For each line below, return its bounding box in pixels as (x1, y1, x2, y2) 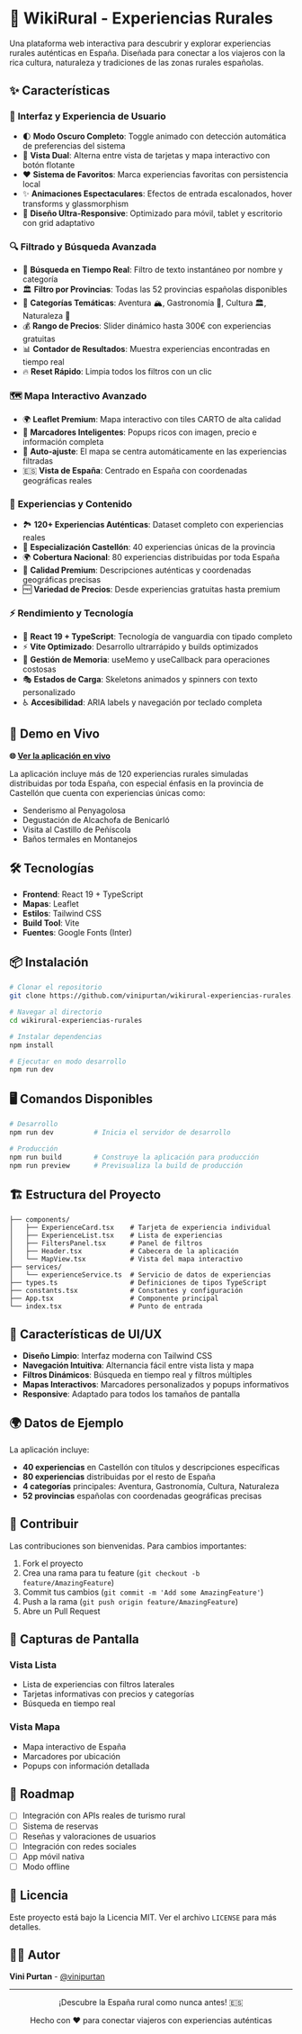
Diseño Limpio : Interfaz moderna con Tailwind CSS (22, 1351, 213, 1361)
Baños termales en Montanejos (22, 833, 138, 845)
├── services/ (9, 1262, 63, 1272)
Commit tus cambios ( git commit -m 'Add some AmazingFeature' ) (22, 1587, 264, 1597)
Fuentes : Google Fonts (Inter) (22, 927, 133, 938)
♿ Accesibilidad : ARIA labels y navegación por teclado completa (22, 697, 262, 708)
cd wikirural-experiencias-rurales (9, 1016, 143, 1025)
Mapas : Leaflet (22, 899, 79, 909)
